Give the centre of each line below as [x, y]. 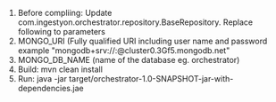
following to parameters [61, 31]
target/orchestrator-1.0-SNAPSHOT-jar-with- [151, 78]
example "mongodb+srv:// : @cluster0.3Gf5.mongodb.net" [124, 51]
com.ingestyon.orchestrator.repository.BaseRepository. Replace [135, 22]
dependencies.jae [50, 88]
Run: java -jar [42, 78]
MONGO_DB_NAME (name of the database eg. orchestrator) [129, 60]
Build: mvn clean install [60, 69]
